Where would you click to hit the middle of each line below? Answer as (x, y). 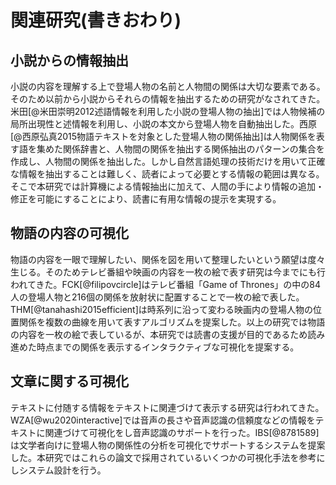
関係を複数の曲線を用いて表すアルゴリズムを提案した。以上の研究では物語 (172, 322)
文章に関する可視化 (69, 381)
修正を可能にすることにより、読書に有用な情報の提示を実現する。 (146, 199)
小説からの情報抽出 (69, 60)
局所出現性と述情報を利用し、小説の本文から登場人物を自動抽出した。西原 (163, 124)
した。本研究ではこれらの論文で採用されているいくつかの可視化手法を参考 (163, 457)
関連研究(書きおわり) (96, 20)
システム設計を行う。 (62, 470)
